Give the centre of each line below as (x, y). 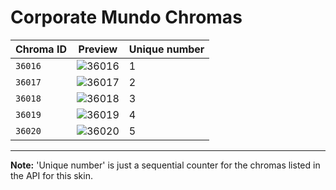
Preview (98, 49)
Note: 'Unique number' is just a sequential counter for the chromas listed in (165, 165)
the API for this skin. (51, 175)
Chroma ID (41, 49)
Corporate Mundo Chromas (126, 17)
